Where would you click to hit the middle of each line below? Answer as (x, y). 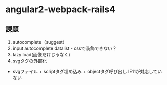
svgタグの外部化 (30, 61)
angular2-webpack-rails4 (60, 9)
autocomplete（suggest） (40, 42)
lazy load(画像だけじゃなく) (41, 55)
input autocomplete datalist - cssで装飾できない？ (65, 48)
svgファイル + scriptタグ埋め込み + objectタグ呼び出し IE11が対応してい (87, 72)
